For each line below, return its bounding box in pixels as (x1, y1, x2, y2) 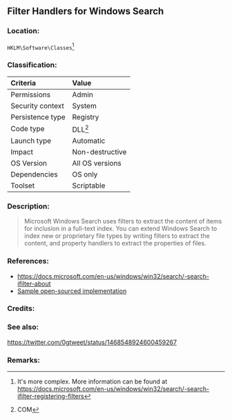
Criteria (10, 78, 37, 88)
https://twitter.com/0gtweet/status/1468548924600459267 (7, 338, 177, 346)
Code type (10, 124, 45, 134)
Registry (72, 112, 99, 121)
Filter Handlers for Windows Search (7, 6, 164, 17)
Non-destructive (72, 147, 127, 157)
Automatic (72, 136, 106, 146)
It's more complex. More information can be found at (17, 377, 168, 386)
